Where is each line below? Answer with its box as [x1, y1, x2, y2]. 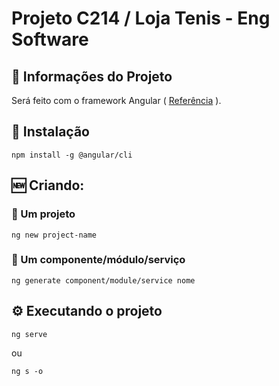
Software [11, 28, 89, 51]
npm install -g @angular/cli [11, 150, 133, 160]
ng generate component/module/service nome [11, 275, 196, 286]
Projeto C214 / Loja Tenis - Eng [11, 7, 271, 30]
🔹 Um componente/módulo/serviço [11, 253, 186, 267]
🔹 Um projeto [11, 207, 76, 221]
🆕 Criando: [11, 177, 85, 194]
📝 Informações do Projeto [11, 68, 173, 85]
